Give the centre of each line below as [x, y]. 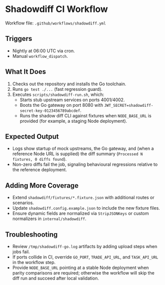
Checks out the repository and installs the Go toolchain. [69, 84]
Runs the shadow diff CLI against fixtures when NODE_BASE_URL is [85, 115]
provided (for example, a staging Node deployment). [74, 121]
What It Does [26, 72]
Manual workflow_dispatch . [40, 56]
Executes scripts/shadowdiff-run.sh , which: [58, 94]
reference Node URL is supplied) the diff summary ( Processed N [78, 154]
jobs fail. [21, 252]
